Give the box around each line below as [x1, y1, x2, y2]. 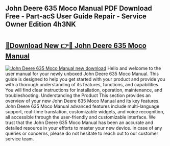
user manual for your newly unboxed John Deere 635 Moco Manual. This [5, 71, 159, 77]
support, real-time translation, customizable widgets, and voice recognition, [5, 109, 165, 114]
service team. [5, 136, 34, 142]
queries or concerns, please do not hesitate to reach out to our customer [5, 130, 159, 136]
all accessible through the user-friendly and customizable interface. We [5, 114, 156, 120]
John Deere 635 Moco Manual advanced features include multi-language [5, 103, 160, 109]
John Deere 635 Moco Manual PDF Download [5, 4, 152, 13]
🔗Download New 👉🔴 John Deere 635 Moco [5, 41, 147, 50]
